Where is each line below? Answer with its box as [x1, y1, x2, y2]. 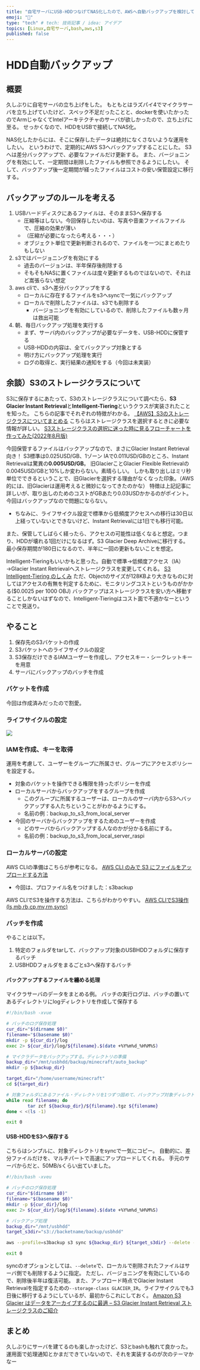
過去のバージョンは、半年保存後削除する [23, 261, 123, 269]
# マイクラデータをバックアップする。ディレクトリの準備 [6, 1054, 127, 1060]
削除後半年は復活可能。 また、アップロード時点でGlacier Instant [16, 1277, 174, 1284]
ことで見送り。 [6, 602, 43, 609]
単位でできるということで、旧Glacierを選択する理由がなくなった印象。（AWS [6, 475, 194, 482]
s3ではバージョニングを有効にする [14, 254, 99, 261]
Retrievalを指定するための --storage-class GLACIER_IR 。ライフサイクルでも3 [6, 1285, 194, 1292]
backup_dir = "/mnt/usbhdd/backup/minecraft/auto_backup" [6, 1059, 148, 1066]
